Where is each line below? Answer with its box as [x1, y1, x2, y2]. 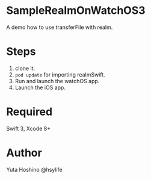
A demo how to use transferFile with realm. [6, 24, 113, 31]
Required [6, 105, 53, 119]
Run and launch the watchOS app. [14, 77, 100, 84]
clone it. [14, 64, 35, 72]
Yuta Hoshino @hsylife [6, 166, 63, 173]
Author [6, 146, 42, 160]
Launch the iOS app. [14, 84, 66, 91]
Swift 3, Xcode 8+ [6, 125, 51, 132]
